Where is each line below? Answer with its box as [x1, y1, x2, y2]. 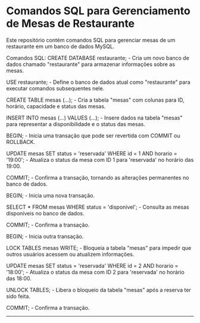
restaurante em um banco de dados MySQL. [6, 43, 115, 50]
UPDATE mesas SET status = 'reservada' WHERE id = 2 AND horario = [6, 262, 179, 269]
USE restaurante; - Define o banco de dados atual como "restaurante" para [6, 79, 190, 86]
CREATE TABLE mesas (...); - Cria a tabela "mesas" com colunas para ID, [6, 96, 185, 104]
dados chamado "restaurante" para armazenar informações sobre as [6, 61, 176, 68]
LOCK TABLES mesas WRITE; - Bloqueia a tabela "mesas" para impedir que [6, 244, 192, 251]
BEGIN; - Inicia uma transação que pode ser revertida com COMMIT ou [6, 132, 180, 139]
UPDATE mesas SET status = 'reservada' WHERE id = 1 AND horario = [6, 150, 177, 157]
